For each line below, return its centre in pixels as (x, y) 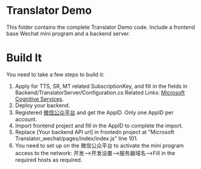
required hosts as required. (49, 159)
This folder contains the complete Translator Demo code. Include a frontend (101, 27)
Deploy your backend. (43, 105)
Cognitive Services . (39, 99)
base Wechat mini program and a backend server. (68, 33)
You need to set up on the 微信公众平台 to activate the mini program (99, 146)
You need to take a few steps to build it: (55, 74)
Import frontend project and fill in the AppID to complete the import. (99, 125)
